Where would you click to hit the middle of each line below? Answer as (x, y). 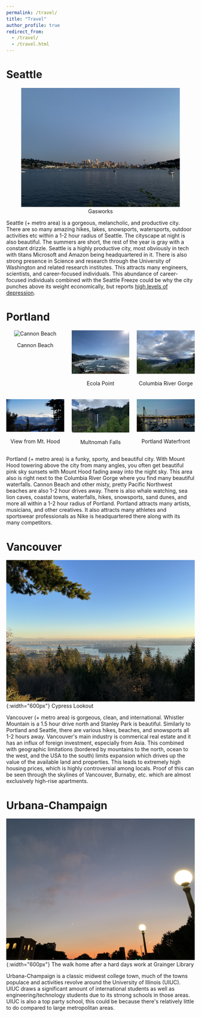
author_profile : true (33, 25)
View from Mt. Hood (35, 441)
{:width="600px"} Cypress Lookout (50, 706)
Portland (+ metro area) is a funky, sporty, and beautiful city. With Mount (96, 459)
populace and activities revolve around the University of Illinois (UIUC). (94, 982)
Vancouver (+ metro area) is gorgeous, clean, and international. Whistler (95, 718)
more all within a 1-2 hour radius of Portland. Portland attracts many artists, (99, 503)
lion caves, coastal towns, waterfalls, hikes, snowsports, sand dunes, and (97, 497)
